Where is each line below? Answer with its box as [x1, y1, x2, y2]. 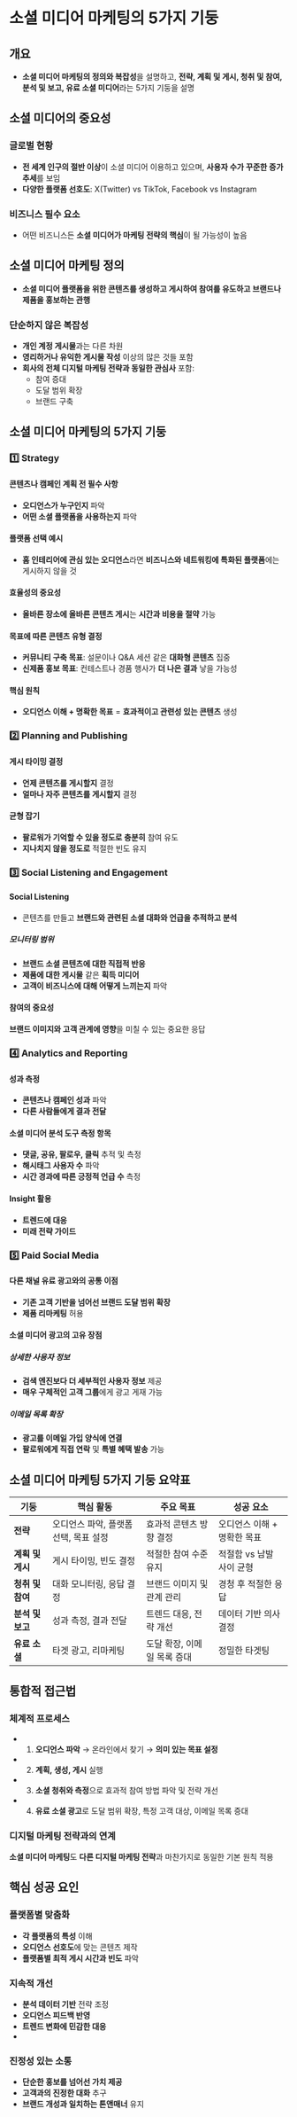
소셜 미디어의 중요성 [9, 111, 111, 126]
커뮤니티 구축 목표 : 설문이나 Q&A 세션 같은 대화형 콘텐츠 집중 [21, 652, 231, 663]
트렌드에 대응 [21, 1215, 68, 1225]
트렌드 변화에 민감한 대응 [21, 2021, 107, 2032]
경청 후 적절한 [217, 1578, 272, 1590]
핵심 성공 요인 [9, 1880, 80, 1895]
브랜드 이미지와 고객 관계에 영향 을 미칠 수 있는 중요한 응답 [9, 1024, 206, 1035]
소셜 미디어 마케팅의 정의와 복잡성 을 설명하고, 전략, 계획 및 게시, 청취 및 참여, [21, 72, 283, 82]
